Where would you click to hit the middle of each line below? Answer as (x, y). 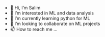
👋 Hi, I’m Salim (25, 8)
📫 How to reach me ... (34, 29)
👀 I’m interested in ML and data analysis (52, 13)
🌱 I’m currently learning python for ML (50, 18)
